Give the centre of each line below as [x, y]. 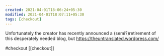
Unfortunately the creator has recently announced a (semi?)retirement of [80, 33]
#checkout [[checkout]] [30, 48]
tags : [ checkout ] [23, 19]
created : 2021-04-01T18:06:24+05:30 [44, 10]
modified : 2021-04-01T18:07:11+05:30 [45, 14]
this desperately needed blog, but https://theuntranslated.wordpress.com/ [82, 38]
